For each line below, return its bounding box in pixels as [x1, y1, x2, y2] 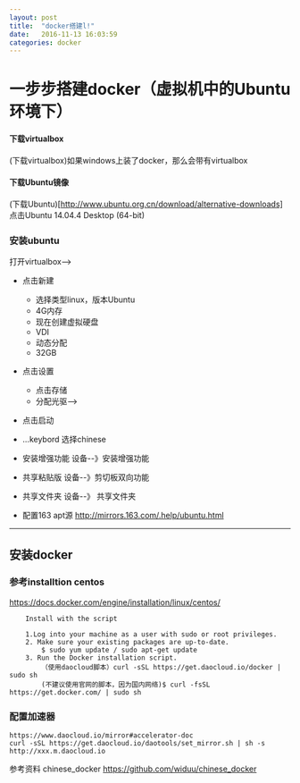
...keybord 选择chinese [21, 434, 107, 445]
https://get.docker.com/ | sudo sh [9, 687, 142, 697]
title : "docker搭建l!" [9, 21, 96, 30]
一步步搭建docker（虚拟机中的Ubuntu [9, 80, 291, 99]
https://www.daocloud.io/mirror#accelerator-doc [9, 731, 194, 740]
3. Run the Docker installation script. [25, 653, 178, 662]
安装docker [9, 547, 73, 562]
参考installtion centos [9, 576, 105, 588]
